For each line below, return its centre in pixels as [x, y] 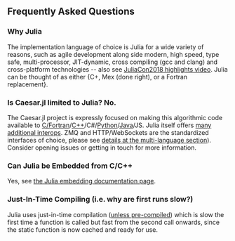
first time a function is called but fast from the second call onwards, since [113, 222]
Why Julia [25, 32]
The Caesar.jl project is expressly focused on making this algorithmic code [115, 117]
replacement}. [28, 84]
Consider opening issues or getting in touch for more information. [102, 148]
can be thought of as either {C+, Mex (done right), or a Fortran [98, 77]
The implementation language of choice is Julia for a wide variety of [106, 47]
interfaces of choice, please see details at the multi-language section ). [109, 140]
